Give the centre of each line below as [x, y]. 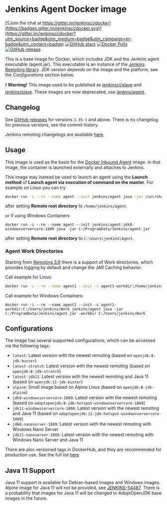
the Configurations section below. [40, 75]
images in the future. [26, 499]
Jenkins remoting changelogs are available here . [55, 134]
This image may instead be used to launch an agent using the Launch [77, 177]
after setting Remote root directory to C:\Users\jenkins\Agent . [70, 238]
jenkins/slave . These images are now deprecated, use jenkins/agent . [75, 92]
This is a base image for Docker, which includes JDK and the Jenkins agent [82, 59]
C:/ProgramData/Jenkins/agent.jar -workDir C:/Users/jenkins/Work [75, 313]
